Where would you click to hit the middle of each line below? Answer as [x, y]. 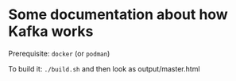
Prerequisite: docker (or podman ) [59, 53]
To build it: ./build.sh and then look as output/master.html [104, 68]
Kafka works [51, 31]
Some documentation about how [118, 15]
